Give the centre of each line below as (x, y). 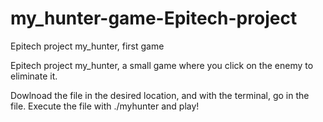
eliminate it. (34, 76)
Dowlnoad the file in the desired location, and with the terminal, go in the (160, 95)
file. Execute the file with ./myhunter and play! (105, 106)
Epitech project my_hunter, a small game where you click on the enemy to (162, 65)
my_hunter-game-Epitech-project (154, 18)
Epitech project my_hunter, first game (87, 46)
